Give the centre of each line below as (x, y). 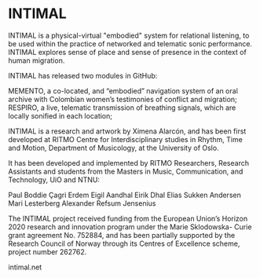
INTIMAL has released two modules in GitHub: (83, 75)
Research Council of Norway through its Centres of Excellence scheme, (124, 243)
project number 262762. (48, 251)
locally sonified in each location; (60, 115)
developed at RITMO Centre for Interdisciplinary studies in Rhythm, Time (126, 139)
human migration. (37, 60)
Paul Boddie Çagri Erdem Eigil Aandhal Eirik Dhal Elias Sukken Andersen (125, 195)
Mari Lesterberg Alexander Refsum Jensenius (82, 203)
